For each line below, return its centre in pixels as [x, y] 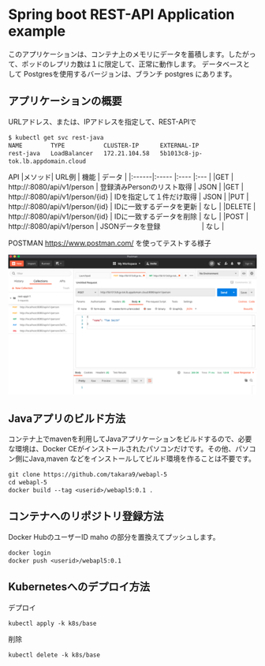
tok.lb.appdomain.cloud [47, 161]
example [37, 31]
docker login [30, 553]
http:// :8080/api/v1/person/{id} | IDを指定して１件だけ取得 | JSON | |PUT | [129, 196]
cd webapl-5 [28, 483]
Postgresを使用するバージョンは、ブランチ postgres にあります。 [130, 73]
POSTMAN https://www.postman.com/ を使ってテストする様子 [110, 243]
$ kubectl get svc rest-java [56, 137]
